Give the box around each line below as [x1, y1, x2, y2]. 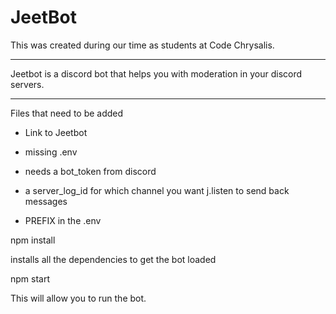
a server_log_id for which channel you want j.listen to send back [24, 184, 290, 196]
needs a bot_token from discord [24, 165, 157, 177]
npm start [10, 272, 51, 285]
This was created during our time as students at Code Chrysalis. [10, 39, 275, 51]
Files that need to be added [10, 107, 124, 119]
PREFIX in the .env [24, 214, 102, 226]
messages [24, 195, 68, 207]
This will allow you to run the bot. [10, 292, 147, 304]
